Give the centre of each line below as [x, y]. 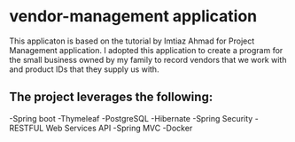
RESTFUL [27, 128]
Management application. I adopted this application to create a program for [146, 50]
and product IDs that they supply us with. [84, 69]
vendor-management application [133, 16]
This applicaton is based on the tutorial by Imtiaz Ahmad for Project [132, 41]
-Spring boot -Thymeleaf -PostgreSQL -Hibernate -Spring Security [131, 118]
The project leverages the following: [111, 97]
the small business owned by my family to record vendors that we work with [148, 59]
